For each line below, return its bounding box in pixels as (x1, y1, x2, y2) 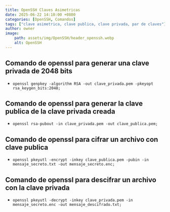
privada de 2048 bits (5, 67, 72, 76)
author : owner (5, 26, 35, 31)
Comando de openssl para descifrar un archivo (5, 175, 157, 184)
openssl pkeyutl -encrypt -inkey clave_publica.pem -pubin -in (12, 157, 149, 163)
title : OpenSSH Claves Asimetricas (5, 7, 80, 13)
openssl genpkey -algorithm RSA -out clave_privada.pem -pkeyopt (12, 81, 153, 86)
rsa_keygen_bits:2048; (12, 85, 61, 91)
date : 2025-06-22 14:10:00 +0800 (5, 12, 76, 17)
